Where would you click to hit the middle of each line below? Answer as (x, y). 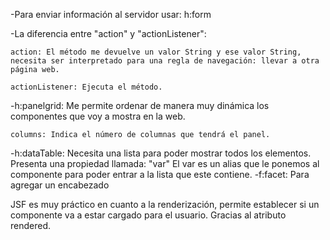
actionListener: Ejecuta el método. (86, 87)
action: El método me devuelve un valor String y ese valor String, (156, 52)
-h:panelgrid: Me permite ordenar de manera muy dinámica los (140, 105)
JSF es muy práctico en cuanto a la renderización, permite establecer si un (165, 204)
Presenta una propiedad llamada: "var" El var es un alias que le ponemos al (165, 163)
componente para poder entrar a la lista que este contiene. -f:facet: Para (160, 174)
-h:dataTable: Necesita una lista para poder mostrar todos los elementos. (161, 153)
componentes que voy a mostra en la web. (98, 116)
